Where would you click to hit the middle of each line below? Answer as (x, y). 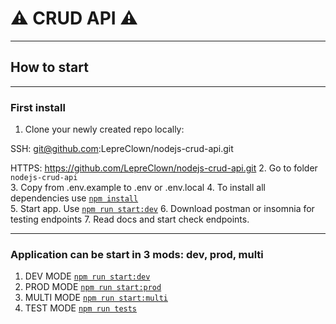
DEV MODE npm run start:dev (87, 276)
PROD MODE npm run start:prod (93, 287)
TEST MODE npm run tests (81, 308)
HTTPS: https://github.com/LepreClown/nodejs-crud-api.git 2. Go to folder (164, 168)
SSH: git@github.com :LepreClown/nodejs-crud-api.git (122, 149)
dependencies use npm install (74, 198)
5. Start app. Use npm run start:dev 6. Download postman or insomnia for (162, 209)
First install (38, 107)
